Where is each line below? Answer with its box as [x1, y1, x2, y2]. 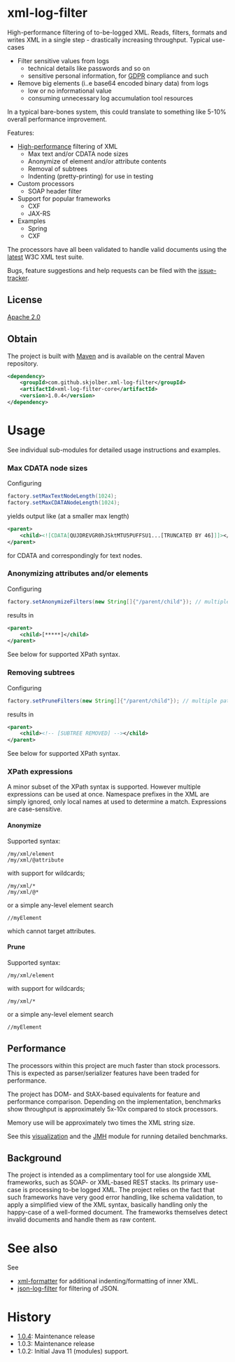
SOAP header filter [27, 187, 82, 195]
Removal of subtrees [27, 164, 88, 173]
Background [7, 1152, 62, 1164]
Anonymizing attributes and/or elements [7, 568, 149, 578]
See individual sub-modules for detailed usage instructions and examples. [7, 446, 221, 454]
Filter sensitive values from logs [17, 56, 110, 65]
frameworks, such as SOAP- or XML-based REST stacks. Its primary [7, 1178, 204, 1187]
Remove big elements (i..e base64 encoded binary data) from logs [17, 79, 208, 87]
